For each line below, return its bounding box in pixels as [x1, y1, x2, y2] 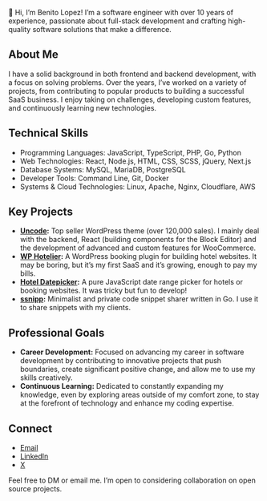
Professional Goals [8, 325, 105, 340]
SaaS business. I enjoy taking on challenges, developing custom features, [8, 95, 252, 104]
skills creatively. [19, 373, 74, 382]
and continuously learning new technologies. [8, 103, 157, 112]
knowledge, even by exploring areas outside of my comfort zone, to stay [19, 390, 260, 400]
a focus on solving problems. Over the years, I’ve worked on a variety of [8, 77, 247, 87]
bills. [19, 269, 36, 278]
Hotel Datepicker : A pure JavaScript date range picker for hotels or [19, 277, 243, 287]
